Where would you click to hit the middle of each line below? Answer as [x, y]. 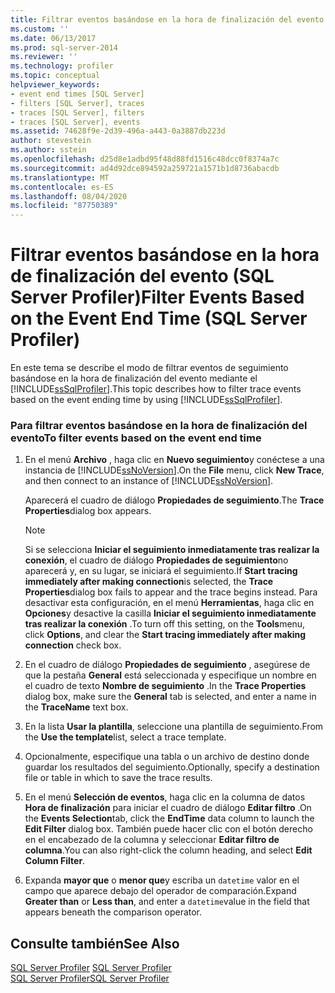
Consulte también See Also [95, 943]
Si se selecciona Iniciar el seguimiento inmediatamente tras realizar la [172, 550]
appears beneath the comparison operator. [113, 912]
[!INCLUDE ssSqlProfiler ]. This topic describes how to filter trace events [156, 389]
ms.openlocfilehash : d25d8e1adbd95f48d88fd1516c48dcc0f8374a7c [145, 159]
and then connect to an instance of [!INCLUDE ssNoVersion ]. [149, 481]
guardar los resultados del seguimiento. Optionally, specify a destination [172, 767]
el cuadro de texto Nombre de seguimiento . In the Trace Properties [165, 686]
